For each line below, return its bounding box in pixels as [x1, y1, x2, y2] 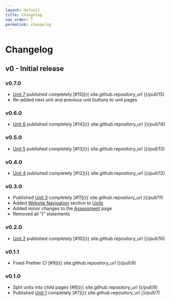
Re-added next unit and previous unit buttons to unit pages [12, 97, 137, 103]
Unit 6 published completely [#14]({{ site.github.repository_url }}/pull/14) [12, 121, 165, 127]
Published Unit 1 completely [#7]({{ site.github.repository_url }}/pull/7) [12, 290, 160, 296]
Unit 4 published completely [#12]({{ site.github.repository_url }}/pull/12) [12, 170, 165, 176]
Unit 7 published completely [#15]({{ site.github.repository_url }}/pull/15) [12, 91, 165, 97]
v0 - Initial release [5, 64, 64, 73]
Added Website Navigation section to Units [12, 200, 103, 206]
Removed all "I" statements [12, 211, 70, 217]
